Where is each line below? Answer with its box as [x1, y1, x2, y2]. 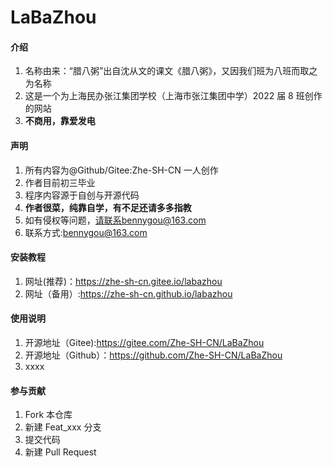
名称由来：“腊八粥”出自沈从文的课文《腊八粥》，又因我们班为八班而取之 [24, 65, 318, 77]
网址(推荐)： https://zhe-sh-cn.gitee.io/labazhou [24, 275, 223, 287]
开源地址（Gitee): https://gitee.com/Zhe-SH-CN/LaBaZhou [24, 337, 265, 348]
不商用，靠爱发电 [24, 115, 96, 127]
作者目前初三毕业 [24, 176, 96, 188]
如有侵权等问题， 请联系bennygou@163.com [24, 214, 207, 226]
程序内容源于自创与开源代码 [24, 189, 140, 201]
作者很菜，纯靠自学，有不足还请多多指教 [24, 201, 192, 213]
